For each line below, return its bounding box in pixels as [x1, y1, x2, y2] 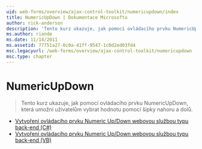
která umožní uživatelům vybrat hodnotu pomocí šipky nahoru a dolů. [20, 106, 194, 113]
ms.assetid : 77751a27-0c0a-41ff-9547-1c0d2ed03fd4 [6, 43, 136, 49]
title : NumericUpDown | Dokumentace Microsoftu [6, 14, 128, 20]
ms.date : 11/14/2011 [6, 37, 58, 43]
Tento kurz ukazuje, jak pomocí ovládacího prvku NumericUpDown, [20, 99, 188, 106]
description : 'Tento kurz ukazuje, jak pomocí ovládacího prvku [6, 25, 171, 32]
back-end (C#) [14, 124, 52, 131]
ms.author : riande [6, 31, 52, 37]
